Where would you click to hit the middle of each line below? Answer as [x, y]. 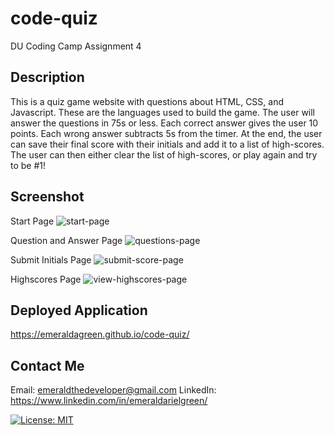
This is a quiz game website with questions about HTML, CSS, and [147, 101]
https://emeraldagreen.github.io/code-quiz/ [100, 334]
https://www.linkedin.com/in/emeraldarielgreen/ [109, 401]
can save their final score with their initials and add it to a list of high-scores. [167, 144]
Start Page [32, 221]
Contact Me [47, 365]
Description [47, 77]
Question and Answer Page [66, 240]
